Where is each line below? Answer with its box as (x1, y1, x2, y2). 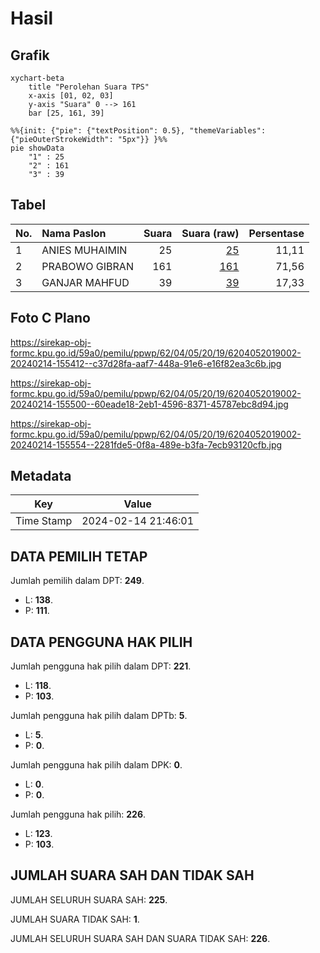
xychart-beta (10, 73, 65, 83)
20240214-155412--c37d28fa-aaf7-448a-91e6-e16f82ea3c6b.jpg (10, 357, 282, 369)
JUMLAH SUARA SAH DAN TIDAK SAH (10, 867, 255, 884)
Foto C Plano (10, 310, 91, 327)
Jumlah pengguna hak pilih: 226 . (10, 808, 147, 821)
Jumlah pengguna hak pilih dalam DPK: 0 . (10, 759, 183, 771)
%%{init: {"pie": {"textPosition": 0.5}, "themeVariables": (10, 126, 267, 136)
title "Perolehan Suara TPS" (28, 82, 150, 92)
